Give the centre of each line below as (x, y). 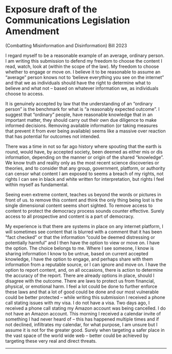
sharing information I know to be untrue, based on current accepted (77, 253)
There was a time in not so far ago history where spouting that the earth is (83, 146)
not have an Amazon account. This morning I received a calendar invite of (83, 313)
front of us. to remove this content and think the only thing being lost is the (84, 200)
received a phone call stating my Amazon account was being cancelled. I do (86, 308)
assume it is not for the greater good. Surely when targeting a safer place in (85, 330)
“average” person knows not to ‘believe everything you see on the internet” (85, 77)
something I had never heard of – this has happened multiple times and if (82, 319)
